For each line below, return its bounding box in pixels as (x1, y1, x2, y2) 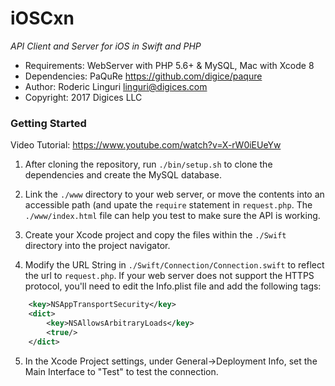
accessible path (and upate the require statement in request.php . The (24, 199, 313, 211)
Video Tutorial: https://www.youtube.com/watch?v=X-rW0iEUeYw (10, 139, 282, 151)
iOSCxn (10, 7, 75, 30)
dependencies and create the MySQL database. (24, 169, 222, 181)
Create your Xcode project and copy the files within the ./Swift (24, 229, 287, 241)
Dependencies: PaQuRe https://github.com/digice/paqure (24, 70, 263, 82)
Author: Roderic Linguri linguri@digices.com (24, 80, 208, 92)
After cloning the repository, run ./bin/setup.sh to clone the (24, 158, 273, 171)
